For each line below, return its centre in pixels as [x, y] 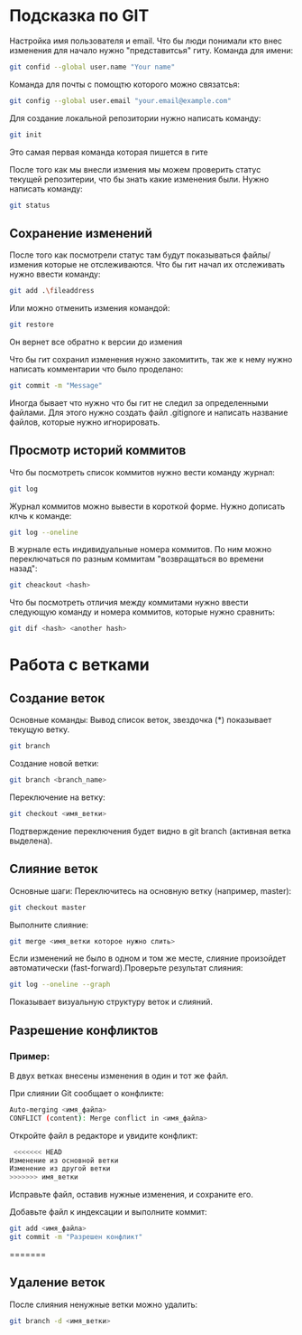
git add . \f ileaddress [52, 291]
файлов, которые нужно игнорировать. [85, 422]
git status [30, 205]
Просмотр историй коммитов [98, 451]
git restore [32, 325]
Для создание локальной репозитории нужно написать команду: [135, 118]
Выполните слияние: [49, 925]
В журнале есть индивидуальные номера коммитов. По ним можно [141, 550]
